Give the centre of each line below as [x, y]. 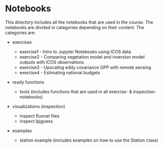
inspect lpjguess [36, 121]
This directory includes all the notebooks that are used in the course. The [79, 22]
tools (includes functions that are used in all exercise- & [76, 91]
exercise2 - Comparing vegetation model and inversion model [82, 57]
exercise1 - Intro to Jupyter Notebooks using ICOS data [75, 52]
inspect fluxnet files [40, 116]
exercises [22, 42]
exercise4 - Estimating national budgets [60, 72]
